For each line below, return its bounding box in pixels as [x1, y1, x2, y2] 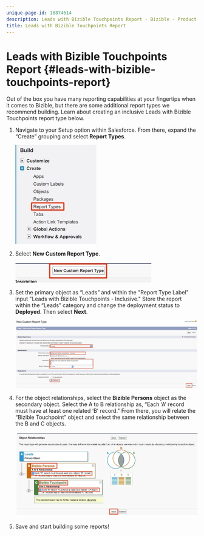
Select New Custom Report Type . [15, 250, 100, 257]
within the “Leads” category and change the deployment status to [15, 302, 180, 309]
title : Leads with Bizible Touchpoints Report [6, 22, 126, 29]
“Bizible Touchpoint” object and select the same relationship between [15, 413, 189, 421]
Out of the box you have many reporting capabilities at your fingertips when [6, 95, 196, 103]
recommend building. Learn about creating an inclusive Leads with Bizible [6, 108, 191, 115]
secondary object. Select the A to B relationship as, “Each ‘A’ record [15, 401, 185, 408]
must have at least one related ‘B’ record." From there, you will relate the [15, 407, 196, 414]
